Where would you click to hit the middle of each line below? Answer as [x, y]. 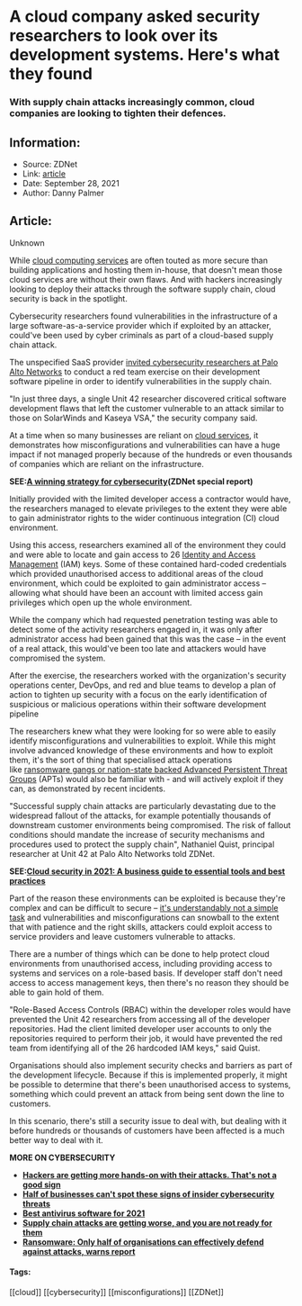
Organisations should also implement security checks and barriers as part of [151, 1065]
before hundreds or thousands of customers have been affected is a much [147, 1130]
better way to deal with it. [56, 1139]
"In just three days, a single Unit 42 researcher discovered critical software [148, 399]
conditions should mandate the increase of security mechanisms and [137, 834]
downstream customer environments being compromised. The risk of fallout [150, 824]
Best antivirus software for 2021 [84, 1213]
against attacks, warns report [79, 1251]
